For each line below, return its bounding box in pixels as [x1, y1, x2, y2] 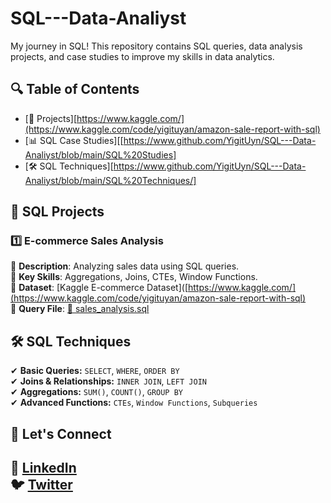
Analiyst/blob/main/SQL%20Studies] [24, 148, 177, 161]
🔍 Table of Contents [10, 81, 140, 98]
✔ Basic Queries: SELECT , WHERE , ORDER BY [10, 365, 180, 377]
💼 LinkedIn [10, 460, 77, 477]
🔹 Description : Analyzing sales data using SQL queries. [10, 260, 240, 272]
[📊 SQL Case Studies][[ [24, 134, 124, 146]
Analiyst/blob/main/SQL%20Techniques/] [24, 174, 197, 186]
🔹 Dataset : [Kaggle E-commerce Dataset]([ [10, 282, 189, 294]
